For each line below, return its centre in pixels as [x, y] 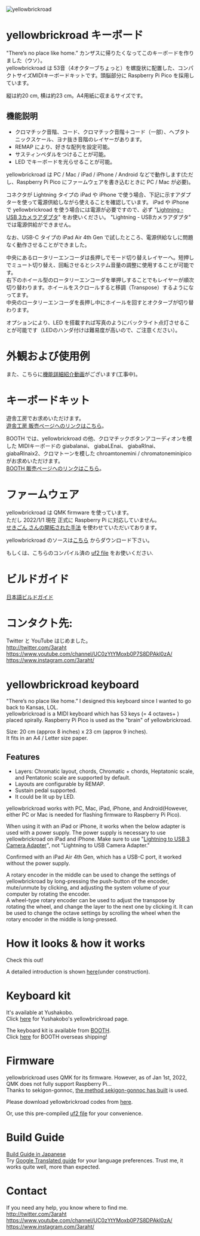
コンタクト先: [39, 623]
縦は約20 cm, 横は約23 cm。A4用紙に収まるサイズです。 [76, 95]
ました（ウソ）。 [26, 60]
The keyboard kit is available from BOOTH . [59, 1030]
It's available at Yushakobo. [40, 1013]
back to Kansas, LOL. [32, 707]
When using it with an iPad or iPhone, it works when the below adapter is [96, 826]
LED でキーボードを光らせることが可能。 [65, 162]
